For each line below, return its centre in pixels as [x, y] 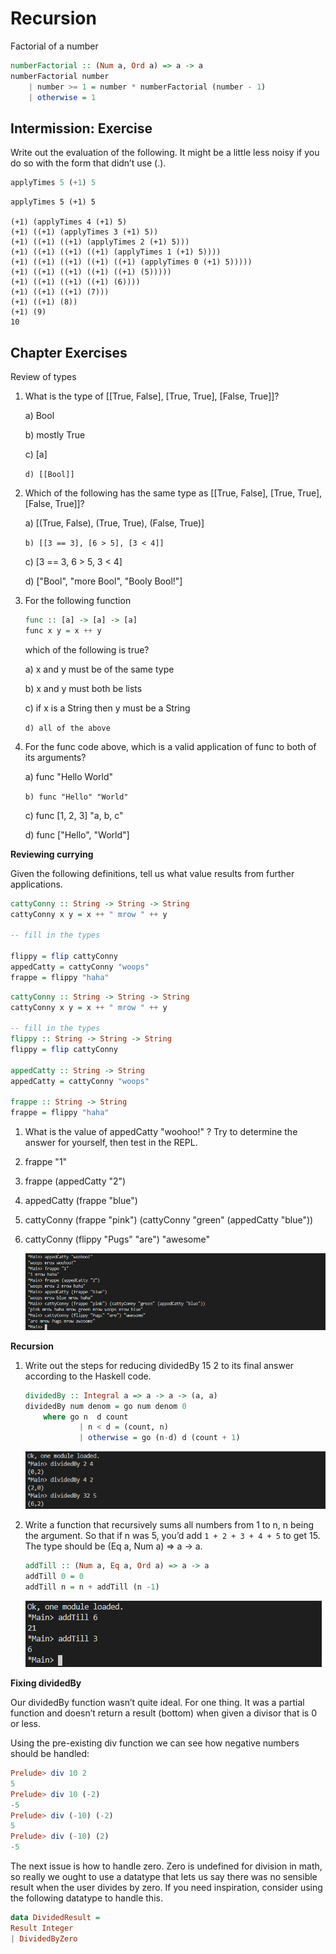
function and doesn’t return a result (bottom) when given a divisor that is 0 [164, 1713]
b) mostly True [55, 434]
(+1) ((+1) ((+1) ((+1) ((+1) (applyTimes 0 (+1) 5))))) [131, 262]
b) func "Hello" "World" [76, 797]
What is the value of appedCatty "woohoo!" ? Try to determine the [161, 1132]
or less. [25, 1724]
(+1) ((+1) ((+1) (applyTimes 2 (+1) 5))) [100, 242]
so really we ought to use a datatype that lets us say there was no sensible [164, 1877]
